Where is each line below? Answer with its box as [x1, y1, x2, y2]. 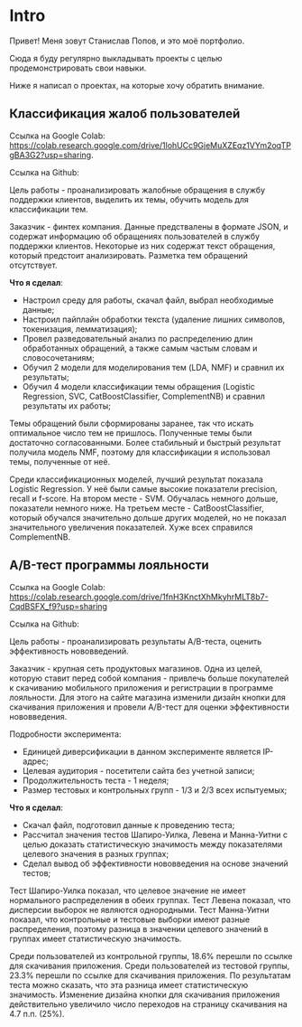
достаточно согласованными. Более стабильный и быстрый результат [9, 437, 281, 448]
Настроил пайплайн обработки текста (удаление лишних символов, [22, 314, 286, 325]
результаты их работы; [22, 400, 111, 411]
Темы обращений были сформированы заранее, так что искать [9, 418, 254, 429]
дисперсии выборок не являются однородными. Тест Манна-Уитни [9, 904, 270, 915]
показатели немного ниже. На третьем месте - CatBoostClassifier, [9, 503, 264, 513]
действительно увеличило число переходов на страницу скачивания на [9, 998, 288, 1009]
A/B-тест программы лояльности [9, 558, 209, 573]
